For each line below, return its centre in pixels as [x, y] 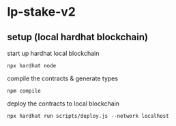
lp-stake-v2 [42, 12]
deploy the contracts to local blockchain [63, 104]
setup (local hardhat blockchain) [78, 37]
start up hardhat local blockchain [53, 53]
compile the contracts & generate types [62, 78]
